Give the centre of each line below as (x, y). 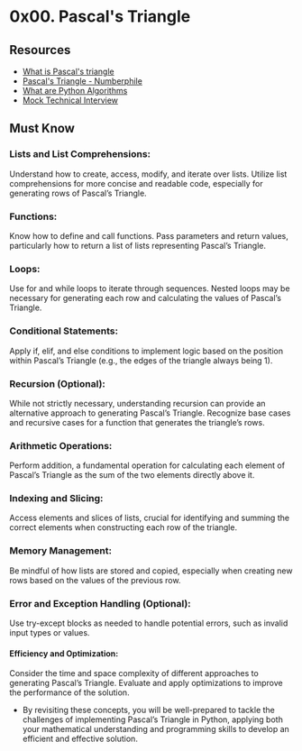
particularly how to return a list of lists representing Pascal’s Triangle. (137, 245)
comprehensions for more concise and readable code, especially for (136, 183)
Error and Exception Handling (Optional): (100, 603)
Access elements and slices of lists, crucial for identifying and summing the (150, 518)
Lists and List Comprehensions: (80, 154)
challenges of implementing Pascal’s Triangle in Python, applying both (153, 719)
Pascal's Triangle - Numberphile (82, 81)
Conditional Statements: (64, 331)
